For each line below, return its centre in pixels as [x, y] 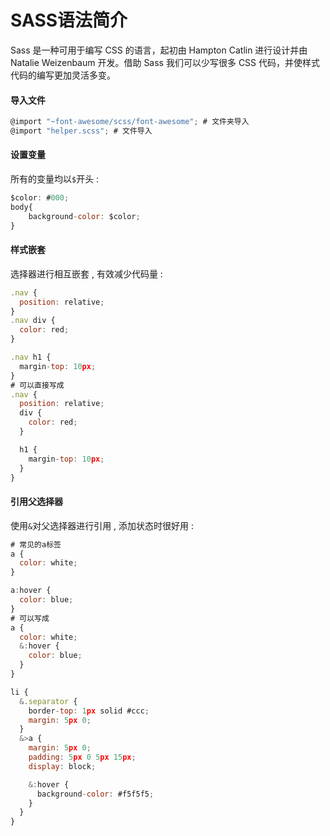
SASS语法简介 [69, 20]
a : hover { [31, 591]
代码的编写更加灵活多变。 [63, 75]
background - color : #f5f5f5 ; [95, 794]
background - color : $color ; [84, 216]
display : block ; [62, 766]
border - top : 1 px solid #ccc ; [89, 711]
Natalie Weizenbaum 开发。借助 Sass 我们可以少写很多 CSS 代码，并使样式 [165, 62]
